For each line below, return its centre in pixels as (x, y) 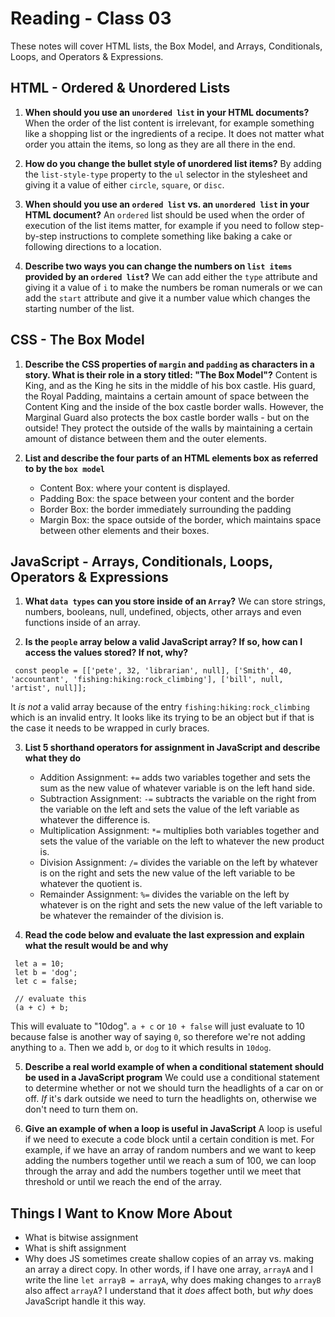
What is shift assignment (75, 1248)
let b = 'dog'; (46, 973)
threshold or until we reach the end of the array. (123, 1182)
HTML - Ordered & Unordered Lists (120, 88)
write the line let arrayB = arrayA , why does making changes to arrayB (173, 1280)
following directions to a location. (93, 246)
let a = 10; (39, 964)
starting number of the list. (79, 308)
